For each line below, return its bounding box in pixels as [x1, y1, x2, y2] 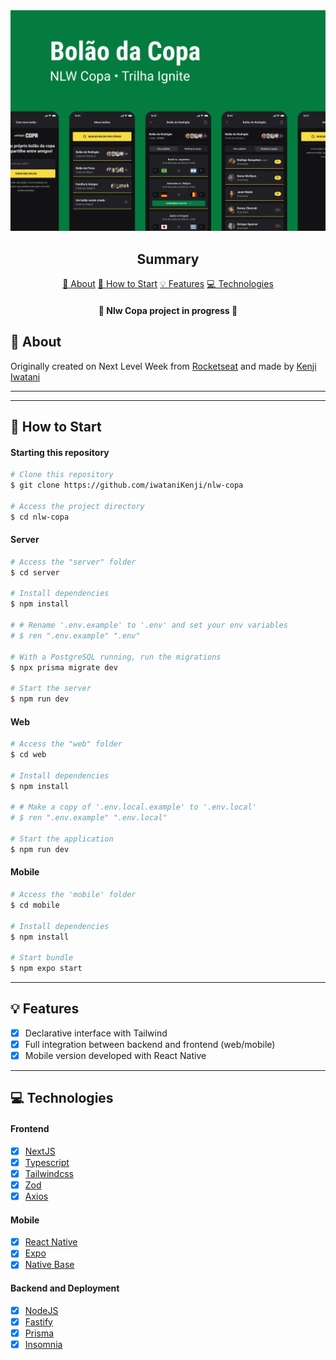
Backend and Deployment [10, 1282, 120, 1294]
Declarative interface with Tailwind [24, 1027, 168, 1039]
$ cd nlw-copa [10, 512, 70, 522]
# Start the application [10, 834, 114, 844]
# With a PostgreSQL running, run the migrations [10, 652, 222, 662]
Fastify [24, 1315, 53, 1328]
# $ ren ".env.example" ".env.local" [10, 813, 168, 823]
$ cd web [10, 750, 47, 760]
